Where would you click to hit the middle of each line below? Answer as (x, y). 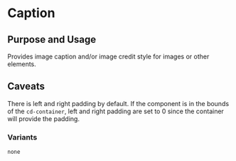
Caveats (26, 87)
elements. (22, 64)
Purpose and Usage (52, 40)
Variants (22, 137)
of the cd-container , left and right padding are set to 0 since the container (116, 111)
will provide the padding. (44, 118)
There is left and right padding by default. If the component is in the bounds (118, 103)
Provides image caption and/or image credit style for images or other (108, 56)
